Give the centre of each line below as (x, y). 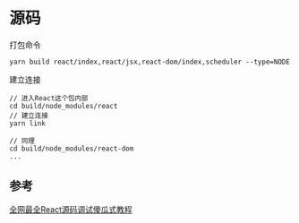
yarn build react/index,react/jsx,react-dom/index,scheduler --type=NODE (150, 62)
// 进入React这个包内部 (49, 98)
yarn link (28, 123)
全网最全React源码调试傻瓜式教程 (71, 209)
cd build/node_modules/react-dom (72, 149)
